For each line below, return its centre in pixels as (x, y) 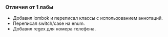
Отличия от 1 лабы (29, 7)
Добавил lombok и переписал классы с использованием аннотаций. (88, 18)
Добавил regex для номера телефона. (54, 29)
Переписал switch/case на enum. (49, 23)
